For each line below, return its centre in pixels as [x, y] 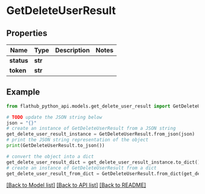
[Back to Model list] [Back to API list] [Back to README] [76, 185]
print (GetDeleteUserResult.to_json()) [56, 146]
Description [72, 50]
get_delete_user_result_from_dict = [53, 174]
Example [23, 92]
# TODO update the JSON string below [54, 117]
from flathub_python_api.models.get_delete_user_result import [88, 106]
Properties [27, 33]
